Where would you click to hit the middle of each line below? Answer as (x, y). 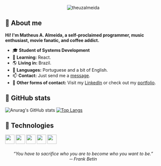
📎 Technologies (29, 126)
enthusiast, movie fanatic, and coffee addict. (52, 40)
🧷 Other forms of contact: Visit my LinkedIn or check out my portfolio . (84, 83)
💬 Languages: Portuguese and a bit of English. (60, 70)
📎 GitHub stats (28, 98)
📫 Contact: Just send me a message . (51, 75)
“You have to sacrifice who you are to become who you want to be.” (83, 154)
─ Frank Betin (83, 159)
